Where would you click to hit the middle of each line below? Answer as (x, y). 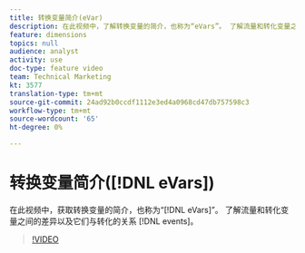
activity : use (36, 60)
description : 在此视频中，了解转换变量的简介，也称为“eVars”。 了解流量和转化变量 (150, 26)
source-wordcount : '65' (54, 119)
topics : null (34, 43)
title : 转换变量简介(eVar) (56, 18)
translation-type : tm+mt (56, 93)
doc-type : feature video (56, 69)
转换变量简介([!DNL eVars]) (112, 183)
